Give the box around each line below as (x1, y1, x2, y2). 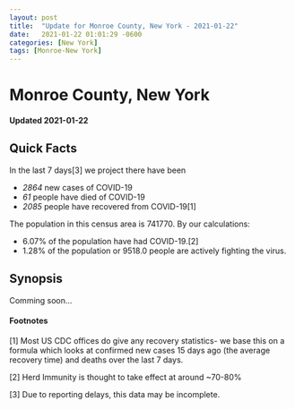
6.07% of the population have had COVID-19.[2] (22, 235, 199, 246)
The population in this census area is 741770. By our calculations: (9, 218, 251, 229)
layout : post (9, 13, 58, 22)
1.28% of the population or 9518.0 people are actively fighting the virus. (22, 245, 287, 256)
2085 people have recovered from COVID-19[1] (22, 200, 197, 211)
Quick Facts (9, 141, 78, 157)
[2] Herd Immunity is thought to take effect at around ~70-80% (9, 371, 242, 382)
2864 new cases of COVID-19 (22, 182, 133, 192)
